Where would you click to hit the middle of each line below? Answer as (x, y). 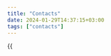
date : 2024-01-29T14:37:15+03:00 (56, 20)
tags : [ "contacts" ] (36, 26)
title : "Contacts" (34, 13)
